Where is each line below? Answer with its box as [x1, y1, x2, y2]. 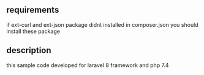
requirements [6, 5, 59, 15]
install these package [6, 27, 60, 35]
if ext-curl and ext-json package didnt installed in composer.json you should [6, 21, 198, 28]
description [6, 45, 51, 55]
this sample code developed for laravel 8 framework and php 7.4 [6, 61, 170, 69]
